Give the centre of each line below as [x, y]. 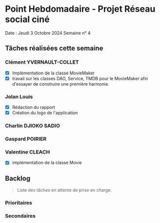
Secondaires [20, 216]
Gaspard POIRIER [26, 139]
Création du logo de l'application [45, 113]
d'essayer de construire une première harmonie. [60, 84]
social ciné [27, 19]
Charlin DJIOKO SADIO [32, 126]
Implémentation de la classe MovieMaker [53, 73]
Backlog [18, 178]
